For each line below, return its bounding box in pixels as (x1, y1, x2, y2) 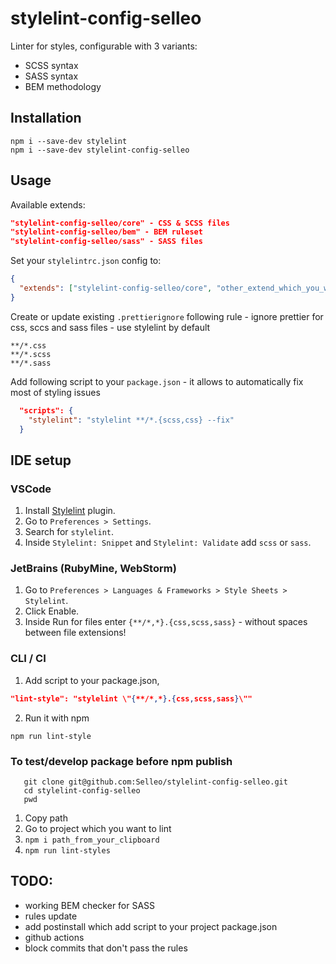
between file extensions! (24, 627, 127, 639)
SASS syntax (24, 70, 79, 82)
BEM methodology (24, 80, 102, 92)
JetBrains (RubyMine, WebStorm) (10, 562, 177, 576)
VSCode (10, 482, 52, 496)
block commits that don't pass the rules (24, 942, 188, 954)
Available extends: (10, 198, 86, 211)
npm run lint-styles (24, 845, 111, 856)
